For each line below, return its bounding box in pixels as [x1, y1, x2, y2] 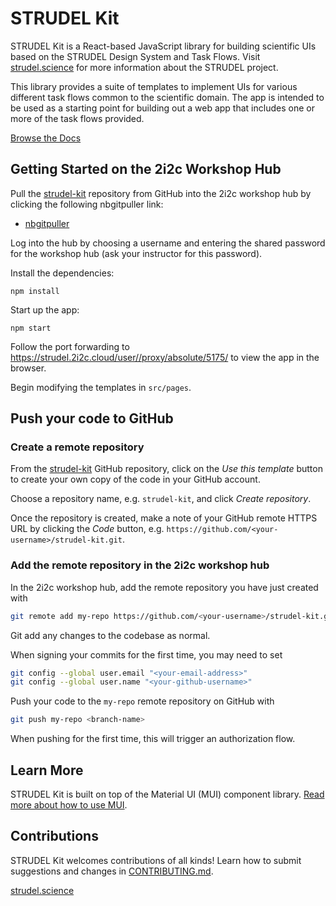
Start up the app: [10, 303, 80, 316]
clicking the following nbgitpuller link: [10, 198, 164, 210]
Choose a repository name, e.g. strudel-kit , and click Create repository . [10, 493, 312, 505]
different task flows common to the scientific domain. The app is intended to [10, 91, 325, 103]
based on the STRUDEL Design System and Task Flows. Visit [10, 50, 261, 62]
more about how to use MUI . [10, 799, 128, 811]
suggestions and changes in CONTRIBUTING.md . [10, 865, 214, 877]
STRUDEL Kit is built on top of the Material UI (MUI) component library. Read [10, 788, 325, 801]
